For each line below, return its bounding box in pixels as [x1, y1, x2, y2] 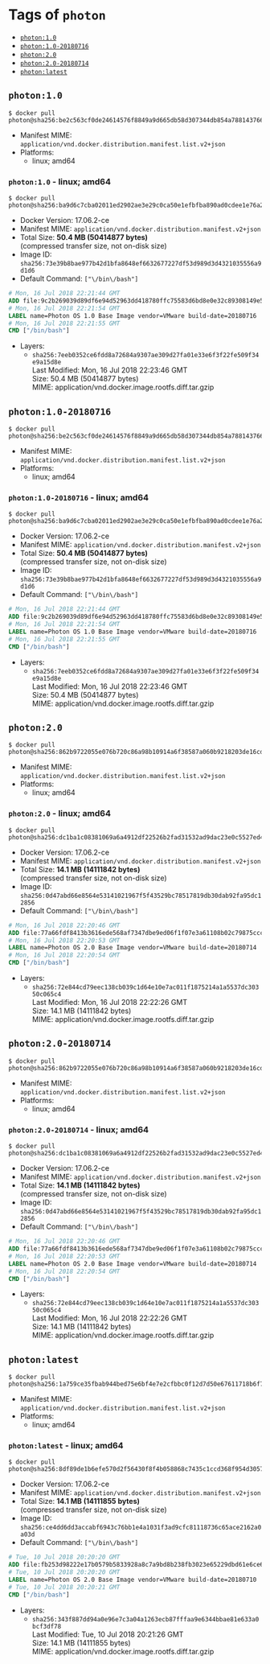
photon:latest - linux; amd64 [8, 1440, 124, 1452]
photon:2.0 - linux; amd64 [8, 808, 111, 819]
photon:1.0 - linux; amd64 [8, 175, 111, 187]
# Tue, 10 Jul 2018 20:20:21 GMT [8, 1583, 121, 1591]
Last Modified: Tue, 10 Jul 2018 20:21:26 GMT [31, 1629, 184, 1639]
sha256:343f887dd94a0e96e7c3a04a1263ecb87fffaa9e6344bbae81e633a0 [31, 1615, 260, 1623]
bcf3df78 [31, 1622, 62, 1630]
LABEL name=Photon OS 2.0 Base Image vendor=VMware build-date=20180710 [8, 1575, 257, 1584]
